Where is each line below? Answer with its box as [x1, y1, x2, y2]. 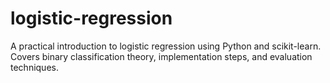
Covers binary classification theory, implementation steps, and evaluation [10, 50, 313, 62]
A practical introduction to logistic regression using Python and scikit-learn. [10, 40, 322, 52]
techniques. [10, 61, 59, 73]
